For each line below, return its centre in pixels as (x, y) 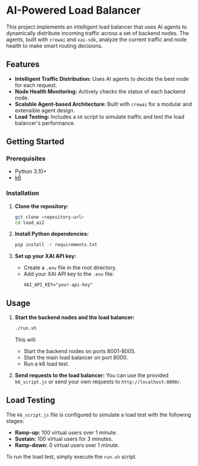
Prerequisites (26, 159)
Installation (23, 193)
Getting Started (35, 142)
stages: (15, 421)
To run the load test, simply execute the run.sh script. (72, 456)
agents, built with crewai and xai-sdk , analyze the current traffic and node (96, 39)
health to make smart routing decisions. (55, 46)
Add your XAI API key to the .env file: (69, 274)
